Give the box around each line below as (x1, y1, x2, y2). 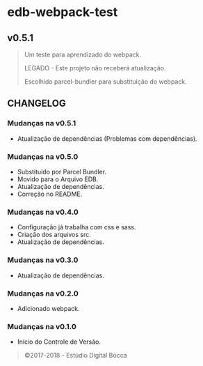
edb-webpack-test (7, 4, 118, 20)
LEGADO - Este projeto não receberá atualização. (24, 64, 166, 72)
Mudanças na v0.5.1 (7, 119, 76, 128)
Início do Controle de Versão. (17, 337, 101, 346)
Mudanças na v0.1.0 (7, 321, 76, 331)
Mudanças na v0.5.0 (7, 151, 79, 161)
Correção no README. (17, 190, 83, 198)
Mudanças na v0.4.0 (7, 207, 79, 217)
